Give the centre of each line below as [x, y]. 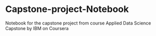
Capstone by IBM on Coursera [37, 28]
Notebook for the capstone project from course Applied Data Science [78, 23]
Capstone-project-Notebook [67, 9]
